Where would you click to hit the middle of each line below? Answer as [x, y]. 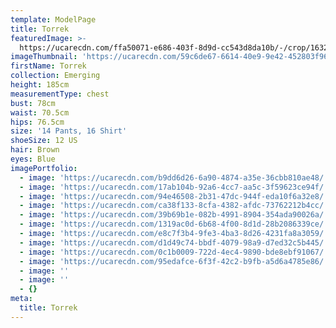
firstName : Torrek [48, 66]
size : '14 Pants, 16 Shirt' [69, 131]
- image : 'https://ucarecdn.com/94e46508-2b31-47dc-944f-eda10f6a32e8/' [174, 196]
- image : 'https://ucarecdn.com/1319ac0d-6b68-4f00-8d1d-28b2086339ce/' [174, 224]
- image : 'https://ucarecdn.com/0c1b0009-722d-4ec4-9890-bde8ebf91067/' [174, 252]
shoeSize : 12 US [44, 141]
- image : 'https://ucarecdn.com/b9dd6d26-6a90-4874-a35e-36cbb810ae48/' [174, 177]
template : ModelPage [53, 19]
